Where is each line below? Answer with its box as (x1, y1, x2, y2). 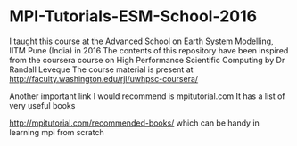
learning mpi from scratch (9, 126, 104, 137)
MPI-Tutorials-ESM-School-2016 (9, 6, 257, 27)
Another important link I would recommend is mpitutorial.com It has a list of (9, 91, 285, 101)
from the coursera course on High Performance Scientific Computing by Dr (9, 54, 285, 65)
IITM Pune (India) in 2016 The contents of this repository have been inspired (9, 45, 289, 55)
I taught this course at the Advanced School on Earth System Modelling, (9, 36, 274, 46)
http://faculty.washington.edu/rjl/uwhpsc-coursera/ (9, 73, 199, 84)
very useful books (9, 100, 76, 110)
